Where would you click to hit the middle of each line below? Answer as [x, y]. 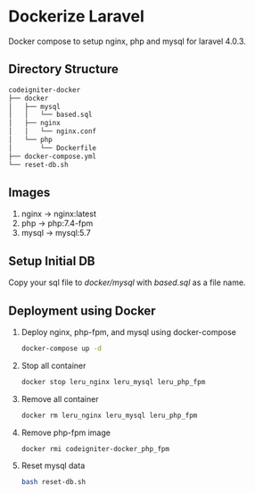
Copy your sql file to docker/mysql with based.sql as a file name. [127, 282]
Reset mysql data [53, 465]
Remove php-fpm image [66, 432]
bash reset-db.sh [53, 482]
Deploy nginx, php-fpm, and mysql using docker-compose [129, 331]
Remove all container [60, 398]
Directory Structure [64, 69]
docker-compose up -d [61, 348]
